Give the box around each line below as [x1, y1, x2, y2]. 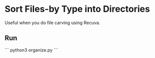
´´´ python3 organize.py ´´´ [4, 47, 58, 53]
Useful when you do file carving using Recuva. [4, 20, 101, 26]
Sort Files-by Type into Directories [4, 3, 150, 15]
